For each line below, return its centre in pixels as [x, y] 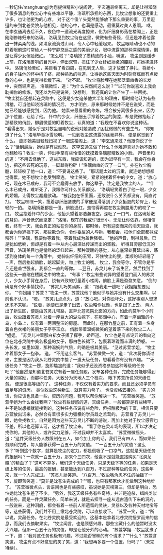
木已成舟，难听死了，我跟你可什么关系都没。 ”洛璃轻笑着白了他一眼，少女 [83, 189]
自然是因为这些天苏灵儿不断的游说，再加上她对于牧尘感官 [96, 420]
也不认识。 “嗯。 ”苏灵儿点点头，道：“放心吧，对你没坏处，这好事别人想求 [83, 299]
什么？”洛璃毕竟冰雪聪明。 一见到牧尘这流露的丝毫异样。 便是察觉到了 [84, 135]
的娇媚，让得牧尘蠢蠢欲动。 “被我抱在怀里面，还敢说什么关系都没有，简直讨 [81, 195]
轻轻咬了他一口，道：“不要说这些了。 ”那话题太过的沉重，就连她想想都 [84, 171]
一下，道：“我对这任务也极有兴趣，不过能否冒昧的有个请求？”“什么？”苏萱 [79, 536]
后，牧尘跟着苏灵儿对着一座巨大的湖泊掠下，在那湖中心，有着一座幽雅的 [77, 317]
